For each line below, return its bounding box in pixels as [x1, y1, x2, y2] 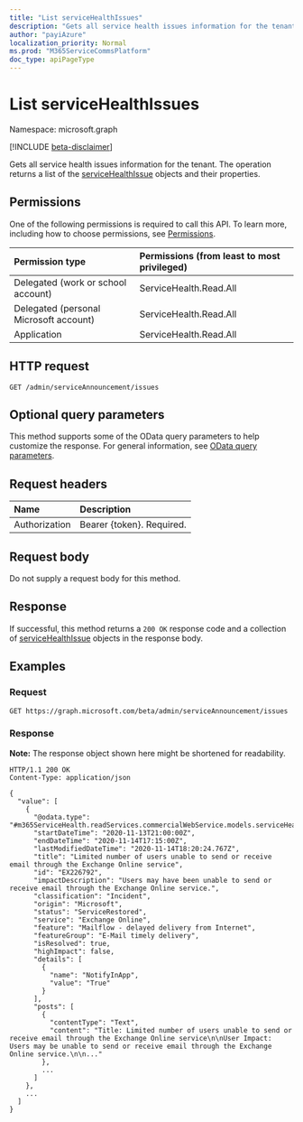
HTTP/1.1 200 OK [9, 765, 70, 774]
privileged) [139, 261, 188, 274]
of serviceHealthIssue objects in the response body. [9, 633, 203, 644]
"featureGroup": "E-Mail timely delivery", [32, 931, 200, 940]
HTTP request [9, 358, 90, 375]
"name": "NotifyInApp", [49, 970, 140, 979]
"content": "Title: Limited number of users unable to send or [49, 1025, 293, 1034]
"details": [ [32, 954, 83, 964]
